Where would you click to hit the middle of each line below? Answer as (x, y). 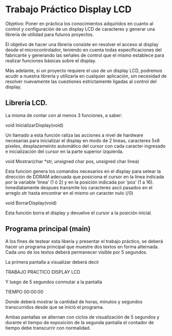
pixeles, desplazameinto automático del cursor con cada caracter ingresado (85, 146)
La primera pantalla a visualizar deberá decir (52, 262)
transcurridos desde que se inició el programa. (55, 307)
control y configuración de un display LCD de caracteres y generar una (80, 29)
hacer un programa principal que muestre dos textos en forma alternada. (82, 247)
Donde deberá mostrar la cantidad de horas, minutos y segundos (74, 301)
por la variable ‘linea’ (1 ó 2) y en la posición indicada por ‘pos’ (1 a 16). (80, 182)
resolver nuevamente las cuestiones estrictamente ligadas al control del (81, 81)
